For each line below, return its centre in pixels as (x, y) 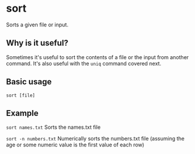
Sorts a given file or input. (37, 25)
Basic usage (29, 82)
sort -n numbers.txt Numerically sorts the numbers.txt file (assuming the (95, 139)
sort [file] (21, 95)
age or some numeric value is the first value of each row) (75, 145)
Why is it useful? (37, 43)
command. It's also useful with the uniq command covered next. (84, 63)
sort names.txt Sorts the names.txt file (53, 127)
